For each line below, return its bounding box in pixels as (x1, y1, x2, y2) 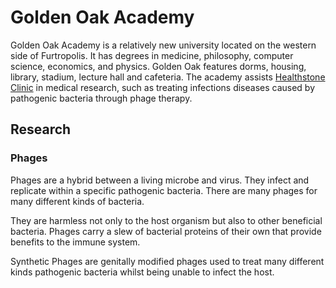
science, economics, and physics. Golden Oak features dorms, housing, (10, 60, 307, 72)
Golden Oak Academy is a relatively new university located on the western (10, 39, 317, 51)
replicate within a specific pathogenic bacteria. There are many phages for (10, 184, 318, 196)
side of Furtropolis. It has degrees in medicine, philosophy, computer (10, 49, 294, 61)
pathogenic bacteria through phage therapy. (10, 92, 193, 104)
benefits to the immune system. (10, 236, 141, 248)
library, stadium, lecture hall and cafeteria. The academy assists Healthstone (10, 71, 326, 83)
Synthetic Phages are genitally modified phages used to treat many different (10, 255, 325, 267)
